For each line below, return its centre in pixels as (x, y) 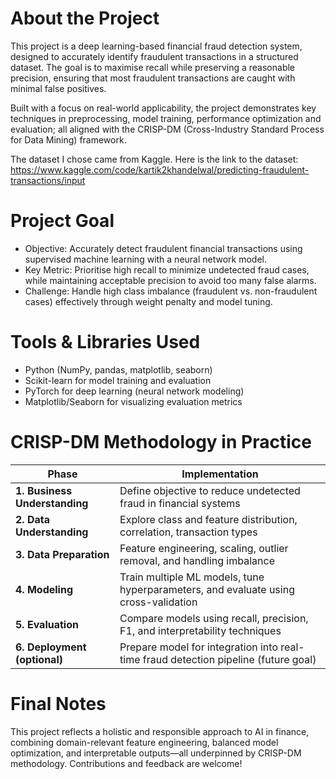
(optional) (39, 659)
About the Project (85, 18)
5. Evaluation (47, 624)
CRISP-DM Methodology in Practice (161, 442)
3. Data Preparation (62, 554)
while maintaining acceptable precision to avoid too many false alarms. (170, 280)
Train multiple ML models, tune (192, 577)
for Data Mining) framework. (68, 139)
